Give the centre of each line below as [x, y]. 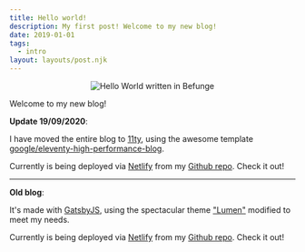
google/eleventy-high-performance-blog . [87, 148]
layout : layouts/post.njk [58, 60]
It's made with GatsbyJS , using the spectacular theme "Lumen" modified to [150, 210]
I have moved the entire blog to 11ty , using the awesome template [132, 139]
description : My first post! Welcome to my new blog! [113, 26]
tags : [20, 43]
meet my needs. [39, 220]
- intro [32, 52]
